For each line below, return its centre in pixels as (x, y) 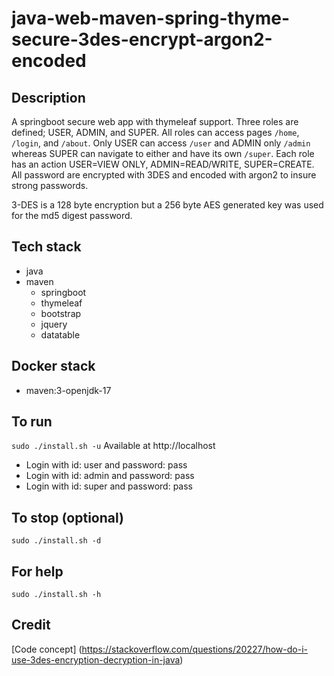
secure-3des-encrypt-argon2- (142, 39)
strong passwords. (50, 185)
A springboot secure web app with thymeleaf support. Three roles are (155, 121)
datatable (60, 334)
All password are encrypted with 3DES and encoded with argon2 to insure (164, 175)
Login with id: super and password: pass (109, 486)
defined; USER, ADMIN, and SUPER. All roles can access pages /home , (155, 132)
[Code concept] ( (47, 649)
